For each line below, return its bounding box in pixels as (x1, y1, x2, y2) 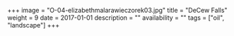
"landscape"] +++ (7, 21, 60, 29)
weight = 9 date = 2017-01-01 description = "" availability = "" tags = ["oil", (7, 13, 225, 22)
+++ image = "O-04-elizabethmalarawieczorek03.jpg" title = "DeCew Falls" (7, 6, 228, 14)
